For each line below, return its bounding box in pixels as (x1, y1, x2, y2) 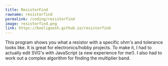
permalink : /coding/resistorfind (5, 16, 75, 21)
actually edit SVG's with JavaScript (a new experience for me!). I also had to (5, 50, 162, 56)
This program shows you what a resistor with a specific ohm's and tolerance (5, 39, 163, 45)
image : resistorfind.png (5, 21, 57, 26)
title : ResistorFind (5, 7, 49, 12)
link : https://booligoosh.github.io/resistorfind (5, 26, 111, 31)
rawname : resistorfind (5, 12, 53, 17)
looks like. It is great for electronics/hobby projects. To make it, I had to (5, 45, 152, 51)
